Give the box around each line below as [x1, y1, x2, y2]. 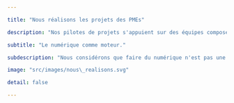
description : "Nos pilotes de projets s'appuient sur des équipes [7, 29, 204, 35]
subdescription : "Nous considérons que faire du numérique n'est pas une [7, 54, 226, 61]
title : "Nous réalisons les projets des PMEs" [7, 16, 145, 23]
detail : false [7, 79, 49, 86]
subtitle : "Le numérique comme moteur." [7, 41, 127, 49]
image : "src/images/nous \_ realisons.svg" [7, 67, 130, 74]
